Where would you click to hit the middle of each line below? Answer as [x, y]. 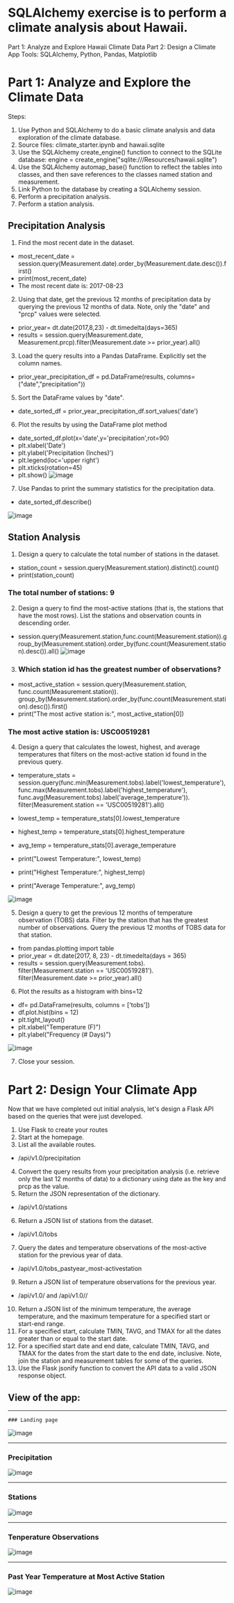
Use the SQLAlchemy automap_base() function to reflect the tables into [120, 167]
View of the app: [44, 1397]
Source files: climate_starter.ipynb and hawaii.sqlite [91, 145]
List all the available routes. [57, 1145]
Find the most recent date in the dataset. [76, 242]
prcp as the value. [44, 1186]
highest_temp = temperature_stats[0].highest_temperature [101, 832]
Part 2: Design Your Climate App [102, 1090]
